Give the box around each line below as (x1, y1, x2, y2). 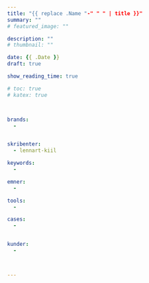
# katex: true (7, 91, 48, 98)
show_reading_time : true (7, 73, 78, 80)
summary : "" (7, 16, 41, 23)
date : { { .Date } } (7, 54, 60, 61)
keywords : (7, 159, 36, 167)
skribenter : (7, 141, 41, 148)
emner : (7, 178, 26, 185)
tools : (7, 197, 26, 204)
